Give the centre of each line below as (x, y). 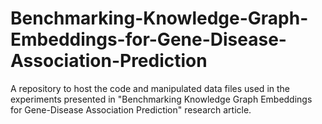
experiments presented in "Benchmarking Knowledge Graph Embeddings (161, 99)
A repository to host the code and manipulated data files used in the (150, 88)
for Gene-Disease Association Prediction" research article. (131, 109)
